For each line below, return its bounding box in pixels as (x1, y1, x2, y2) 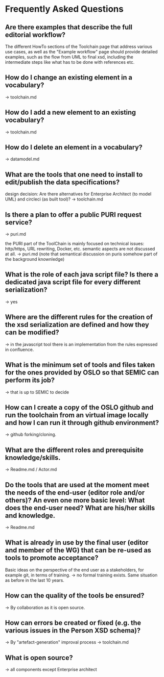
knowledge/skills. (5, 453, 61, 462)
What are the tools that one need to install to (5, 170, 143, 178)
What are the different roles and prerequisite (5, 446, 143, 454)
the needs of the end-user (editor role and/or (5, 488, 145, 497)
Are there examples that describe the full (5, 23, 133, 31)
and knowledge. (5, 511, 55, 520)
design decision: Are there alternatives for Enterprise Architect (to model (5, 191, 152, 197)
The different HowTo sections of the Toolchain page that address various (5, 44, 153, 50)
